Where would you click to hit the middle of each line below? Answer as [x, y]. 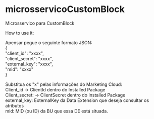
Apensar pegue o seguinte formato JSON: [49, 42]
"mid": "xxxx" [19, 69]
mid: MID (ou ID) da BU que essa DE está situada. [57, 111]
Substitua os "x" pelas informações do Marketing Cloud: [64, 84]
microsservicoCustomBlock [65, 9]
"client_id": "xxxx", [24, 53]
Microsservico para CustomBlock [40, 23]
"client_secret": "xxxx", [29, 58]
